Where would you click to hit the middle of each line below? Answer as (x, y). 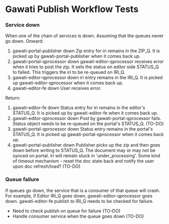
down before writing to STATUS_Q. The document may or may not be (84, 150)
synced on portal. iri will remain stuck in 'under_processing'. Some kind (86, 156)
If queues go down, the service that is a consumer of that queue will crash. (83, 190)
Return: (13, 98)
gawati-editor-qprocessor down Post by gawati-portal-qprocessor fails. (87, 119)
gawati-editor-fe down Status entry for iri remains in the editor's (79, 108)
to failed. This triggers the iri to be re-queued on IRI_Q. (69, 72)
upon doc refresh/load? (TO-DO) (46, 166)
